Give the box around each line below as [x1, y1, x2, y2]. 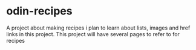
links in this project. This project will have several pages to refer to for [6, 30, 180, 37]
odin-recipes [6, 4, 73, 18]
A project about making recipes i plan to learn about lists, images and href [6, 24, 191, 31]
